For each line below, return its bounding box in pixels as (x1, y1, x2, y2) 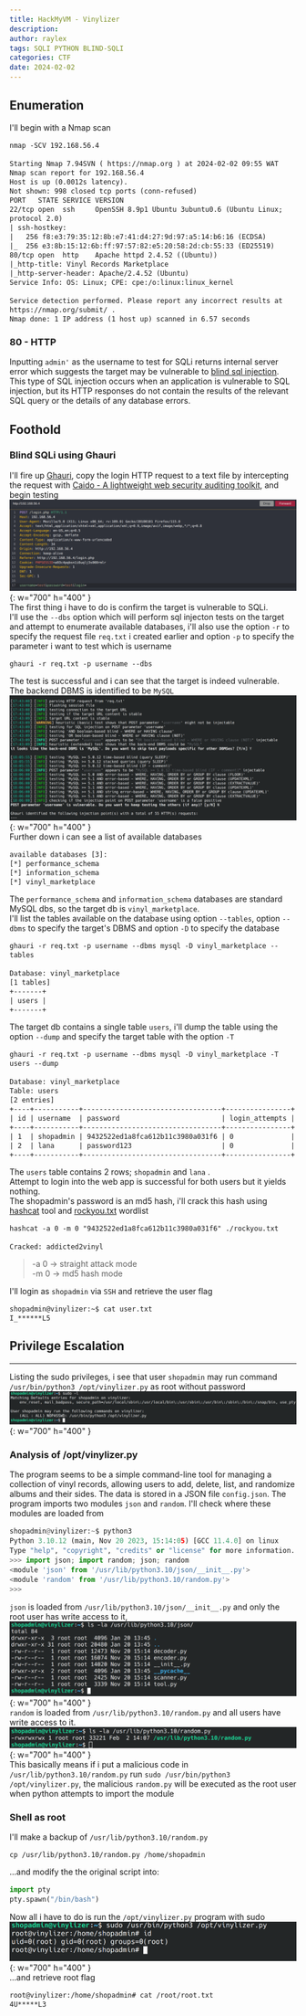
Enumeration (9, 98, 85, 113)
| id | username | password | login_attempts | (9, 1114, 296, 1123)
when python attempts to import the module (9, 1788, 175, 1799)
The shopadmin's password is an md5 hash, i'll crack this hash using (9, 1195, 268, 1206)
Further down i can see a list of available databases (9, 831, 202, 842)
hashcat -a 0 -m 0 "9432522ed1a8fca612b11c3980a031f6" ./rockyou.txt (9, 1224, 280, 1233)
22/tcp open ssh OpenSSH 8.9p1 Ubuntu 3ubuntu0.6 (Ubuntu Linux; (9, 205, 283, 214)
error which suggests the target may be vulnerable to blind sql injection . (9, 366, 280, 377)
